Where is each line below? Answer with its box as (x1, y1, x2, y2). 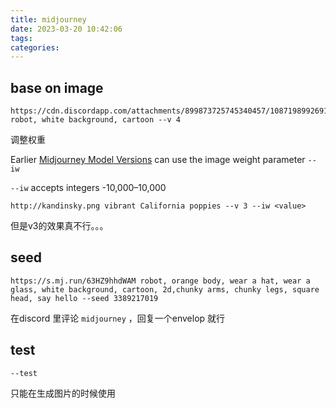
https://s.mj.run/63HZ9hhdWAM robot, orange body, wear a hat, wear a (10, 276, 311, 286)
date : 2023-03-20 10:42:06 (10, 24, 123, 34)
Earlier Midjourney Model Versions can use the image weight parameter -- (10, 154, 317, 166)
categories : (10, 42, 60, 53)
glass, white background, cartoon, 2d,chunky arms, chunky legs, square (10, 284, 320, 295)
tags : (10, 33, 33, 43)
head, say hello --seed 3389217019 (10, 293, 159, 303)
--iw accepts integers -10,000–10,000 (10, 182, 167, 194)
